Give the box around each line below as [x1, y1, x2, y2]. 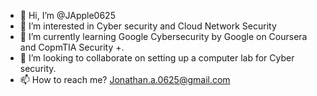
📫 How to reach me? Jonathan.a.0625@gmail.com [19, 74, 231, 85]
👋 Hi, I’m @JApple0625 [19, 10, 116, 21]
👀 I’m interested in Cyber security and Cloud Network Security [19, 20, 277, 32]
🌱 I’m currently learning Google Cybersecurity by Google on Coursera [19, 31, 308, 42]
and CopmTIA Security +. [19, 41, 125, 53]
